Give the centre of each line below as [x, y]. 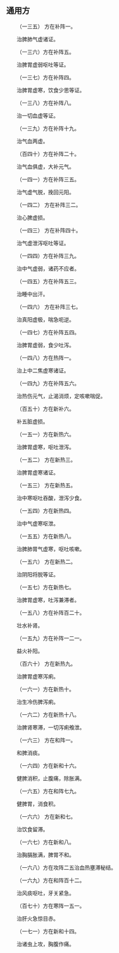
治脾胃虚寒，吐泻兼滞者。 [48, 600]
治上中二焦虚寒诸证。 [43, 370]
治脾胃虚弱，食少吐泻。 [46, 345]
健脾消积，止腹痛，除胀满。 [51, 778]
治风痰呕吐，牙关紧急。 [46, 893]
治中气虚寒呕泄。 [38, 523]
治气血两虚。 [33, 141]
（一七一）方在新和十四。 [48, 931]
